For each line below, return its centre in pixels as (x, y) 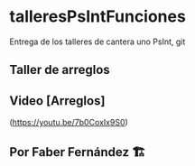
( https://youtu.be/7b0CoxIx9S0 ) (69, 123)
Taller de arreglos (60, 70)
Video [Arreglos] (57, 101)
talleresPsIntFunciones (98, 17)
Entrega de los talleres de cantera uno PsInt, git (97, 41)
